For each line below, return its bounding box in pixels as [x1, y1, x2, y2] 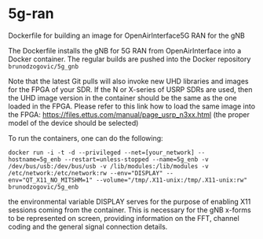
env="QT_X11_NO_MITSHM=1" [8, 176, 93, 184]
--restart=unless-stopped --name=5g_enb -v [64, 155, 210, 164]
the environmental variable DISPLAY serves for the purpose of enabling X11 [8, 197, 251, 206]
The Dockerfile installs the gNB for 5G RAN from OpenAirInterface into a [8, 46, 242, 55]
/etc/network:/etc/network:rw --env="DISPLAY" [8, 169, 163, 177]
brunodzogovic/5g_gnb [8, 62, 79, 71]
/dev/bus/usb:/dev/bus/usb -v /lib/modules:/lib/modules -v [8, 162, 210, 170]
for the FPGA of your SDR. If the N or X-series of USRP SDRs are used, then [8, 84, 253, 94]
